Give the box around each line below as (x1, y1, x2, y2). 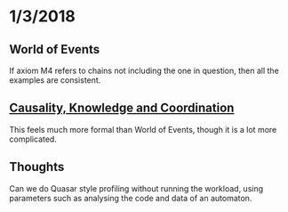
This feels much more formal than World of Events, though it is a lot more (9, 124, 277, 135)
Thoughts (9, 159, 65, 175)
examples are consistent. (9, 75, 101, 86)
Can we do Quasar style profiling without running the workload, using (9, 183, 264, 193)
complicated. (9, 134, 58, 144)
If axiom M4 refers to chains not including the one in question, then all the (9, 65, 280, 76)
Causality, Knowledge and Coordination (9, 101, 235, 116)
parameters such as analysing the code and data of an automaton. (9, 192, 252, 203)
